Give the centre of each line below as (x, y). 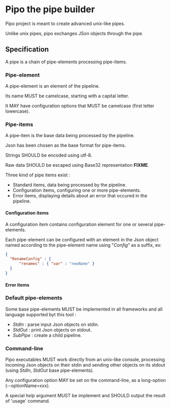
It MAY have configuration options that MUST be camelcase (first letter (80, 106)
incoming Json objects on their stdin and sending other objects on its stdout (85, 365)
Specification (27, 49)
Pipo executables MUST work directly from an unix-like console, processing (85, 360)
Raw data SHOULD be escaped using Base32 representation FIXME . (77, 165)
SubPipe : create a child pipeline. (47, 335)
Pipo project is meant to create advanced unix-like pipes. (65, 23)
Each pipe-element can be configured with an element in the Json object (82, 239)
